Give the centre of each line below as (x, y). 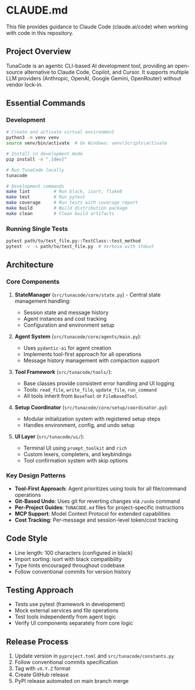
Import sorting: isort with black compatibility (68, 559)
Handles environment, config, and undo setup (79, 425)
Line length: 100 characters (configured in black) (74, 552)
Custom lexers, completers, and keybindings (77, 454)
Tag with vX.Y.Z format (42, 669)
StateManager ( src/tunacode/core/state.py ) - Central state (87, 294)
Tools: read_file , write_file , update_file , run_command (90, 389)
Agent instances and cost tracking (65, 318)
